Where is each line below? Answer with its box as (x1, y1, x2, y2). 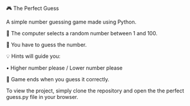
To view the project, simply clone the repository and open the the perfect (6, 87, 185, 94)
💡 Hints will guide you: (6, 52, 61, 59)
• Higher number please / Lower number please (6, 64, 123, 71)
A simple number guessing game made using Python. (6, 18, 137, 25)
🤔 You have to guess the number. (6, 41, 87, 48)
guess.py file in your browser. (6, 94, 79, 100)
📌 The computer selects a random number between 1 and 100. (6, 30, 158, 37)
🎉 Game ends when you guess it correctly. (6, 76, 110, 82)
